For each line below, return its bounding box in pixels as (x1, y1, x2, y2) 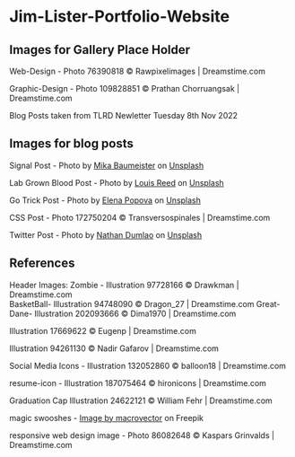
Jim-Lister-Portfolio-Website (9, 6, 230, 27)
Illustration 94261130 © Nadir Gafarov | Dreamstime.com (9, 343, 220, 354)
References (9, 256, 75, 271)
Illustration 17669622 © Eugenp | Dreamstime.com (9, 325, 197, 336)
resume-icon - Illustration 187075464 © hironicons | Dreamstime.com (9, 377, 267, 388)
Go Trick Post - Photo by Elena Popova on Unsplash (9, 195, 202, 206)
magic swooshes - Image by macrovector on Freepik (9, 412, 204, 423)
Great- (256, 298, 281, 309)
